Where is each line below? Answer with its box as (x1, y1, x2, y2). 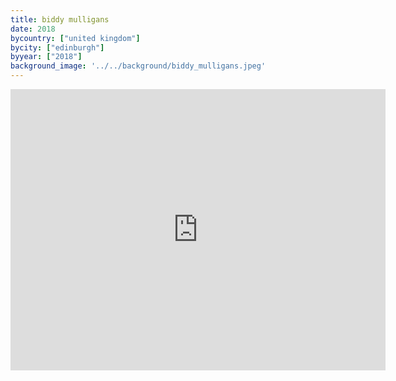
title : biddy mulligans (10, 14, 110, 25)
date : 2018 (10, 24, 56, 34)
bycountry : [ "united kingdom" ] (10, 33, 141, 43)
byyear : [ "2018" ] (10, 52, 83, 62)
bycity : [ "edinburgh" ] (10, 42, 105, 53)
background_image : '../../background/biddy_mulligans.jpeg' (10, 61, 267, 71)
